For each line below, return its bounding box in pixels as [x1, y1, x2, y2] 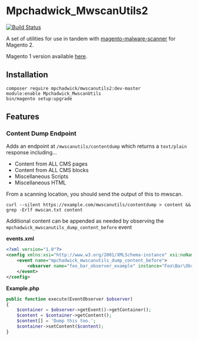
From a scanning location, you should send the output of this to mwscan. [6, 190, 183, 198]
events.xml [6, 235, 34, 242]
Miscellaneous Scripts [14, 173, 69, 180]
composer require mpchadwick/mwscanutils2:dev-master [6, 85, 141, 91]
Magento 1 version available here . [6, 52, 88, 60]
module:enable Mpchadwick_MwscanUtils [6, 90, 101, 97]
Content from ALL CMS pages [14, 160, 88, 167]
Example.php [6, 285, 39, 292]
